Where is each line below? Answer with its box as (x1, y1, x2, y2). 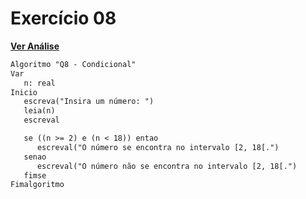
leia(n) (23, 106, 56, 116)
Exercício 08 (10, 7, 117, 30)
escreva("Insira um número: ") (23, 97, 155, 107)
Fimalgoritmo (10, 180, 65, 190)
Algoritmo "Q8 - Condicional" (10, 59, 137, 69)
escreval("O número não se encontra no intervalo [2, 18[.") (36, 161, 298, 171)
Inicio (10, 87, 38, 97)
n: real (23, 78, 56, 88)
